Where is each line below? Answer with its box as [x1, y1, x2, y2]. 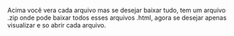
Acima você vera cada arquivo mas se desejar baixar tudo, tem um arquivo [7, 6, 226, 14]
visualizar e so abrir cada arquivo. [7, 21, 106, 29]
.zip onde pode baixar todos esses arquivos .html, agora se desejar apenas [7, 13, 227, 22]
